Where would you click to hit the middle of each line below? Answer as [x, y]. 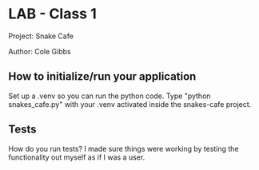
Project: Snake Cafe [41, 36]
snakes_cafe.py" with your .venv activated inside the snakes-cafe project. [130, 104]
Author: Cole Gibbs [40, 51]
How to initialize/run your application [102, 77]
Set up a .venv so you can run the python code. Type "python [110, 96]
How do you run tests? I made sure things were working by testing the [124, 148]
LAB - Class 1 [53, 14]
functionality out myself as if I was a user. [77, 157]
